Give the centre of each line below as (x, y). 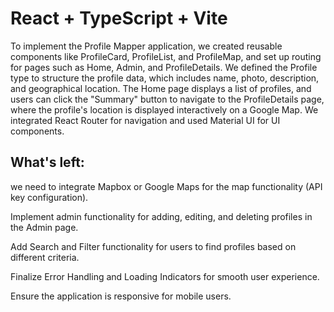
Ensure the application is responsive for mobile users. (121, 296)
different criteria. (45, 257)
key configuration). (49, 197)
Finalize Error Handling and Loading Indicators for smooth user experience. (165, 276)
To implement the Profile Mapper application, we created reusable (146, 46)
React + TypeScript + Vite (119, 18)
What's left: (47, 162)
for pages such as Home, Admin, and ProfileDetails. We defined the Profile (164, 67)
